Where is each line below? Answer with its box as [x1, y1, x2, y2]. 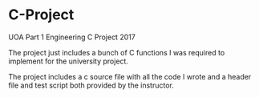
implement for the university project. [8, 56, 128, 66]
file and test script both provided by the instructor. [8, 80, 174, 90]
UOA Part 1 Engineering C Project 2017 [8, 32, 136, 42]
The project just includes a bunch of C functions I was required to [8, 47, 225, 57]
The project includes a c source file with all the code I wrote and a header [8, 71, 252, 81]
